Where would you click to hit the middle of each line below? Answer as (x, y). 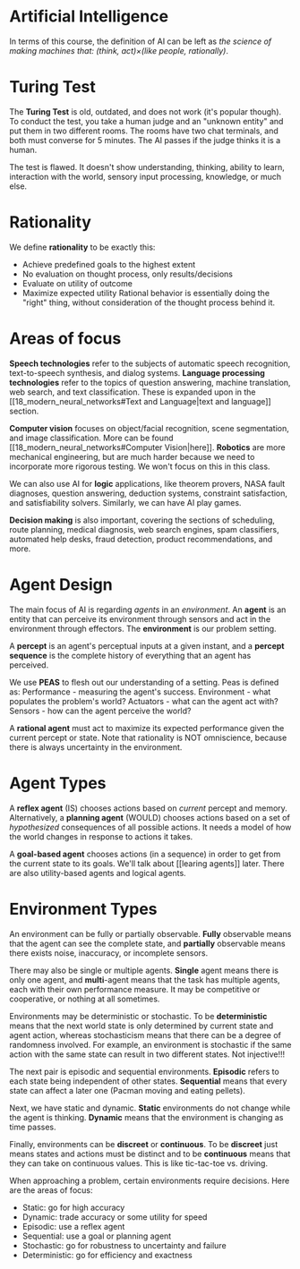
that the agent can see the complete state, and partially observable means (147, 943)
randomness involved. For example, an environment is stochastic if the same (151, 1044)
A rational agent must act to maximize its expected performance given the (147, 728)
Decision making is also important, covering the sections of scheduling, (142, 520)
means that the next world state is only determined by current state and (141, 1026)
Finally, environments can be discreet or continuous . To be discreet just (144, 1144)
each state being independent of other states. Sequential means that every (148, 1081)
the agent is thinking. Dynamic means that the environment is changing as (146, 1117)
